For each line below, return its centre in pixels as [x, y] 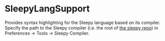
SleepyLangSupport [47, 9]
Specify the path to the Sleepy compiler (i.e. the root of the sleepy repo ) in [81, 27]
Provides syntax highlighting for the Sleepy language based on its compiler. [83, 22]
